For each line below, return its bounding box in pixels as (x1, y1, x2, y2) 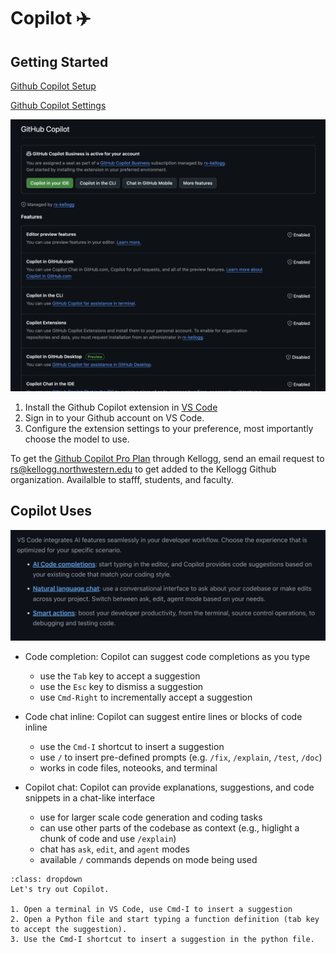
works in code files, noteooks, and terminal (39, 762, 218, 774)
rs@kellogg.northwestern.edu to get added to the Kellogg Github (10, 463, 277, 475)
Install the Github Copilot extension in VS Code (24, 401, 218, 414)
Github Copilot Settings (10, 100, 107, 111)
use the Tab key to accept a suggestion (39, 670, 201, 682)
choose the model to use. (24, 433, 130, 445)
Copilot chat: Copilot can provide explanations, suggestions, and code (24, 781, 315, 794)
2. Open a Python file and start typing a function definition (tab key (10, 915, 320, 925)
